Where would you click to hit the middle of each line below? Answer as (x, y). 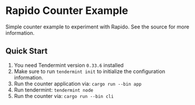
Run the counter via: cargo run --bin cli (64, 96)
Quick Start (27, 51)
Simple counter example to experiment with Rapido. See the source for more (97, 27)
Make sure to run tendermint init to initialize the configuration (90, 71)
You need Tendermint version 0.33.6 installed (69, 65)
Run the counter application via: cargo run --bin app (78, 84)
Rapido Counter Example (67, 11)
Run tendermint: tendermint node (54, 90)
